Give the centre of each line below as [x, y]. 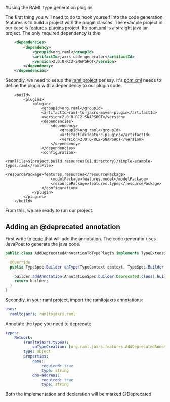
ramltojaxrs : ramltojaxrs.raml [43, 314]
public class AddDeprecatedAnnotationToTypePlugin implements [72, 253]
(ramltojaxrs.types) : [46, 342]
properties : [36, 356]
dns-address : [46, 375]
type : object [37, 352]
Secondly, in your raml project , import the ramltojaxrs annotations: [74, 300]
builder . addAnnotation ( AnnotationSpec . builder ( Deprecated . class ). [86, 276]
